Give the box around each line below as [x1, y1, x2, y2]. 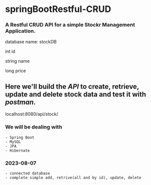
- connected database [5, 171, 50, 176]
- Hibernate [5, 148, 30, 153]
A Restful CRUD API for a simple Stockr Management [5, 21, 136, 28]
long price [5, 68, 26, 74]
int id [5, 48, 16, 54]
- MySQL [5, 139, 21, 144]
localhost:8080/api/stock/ [5, 111, 58, 117]
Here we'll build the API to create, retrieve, [5, 82, 139, 91]
